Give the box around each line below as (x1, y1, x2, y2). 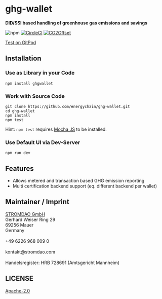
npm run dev (5, 151, 30, 156)
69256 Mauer (5, 221, 34, 228)
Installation (5, 54, 42, 63)
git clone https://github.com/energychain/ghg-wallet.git (5, 104, 130, 109)
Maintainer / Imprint (5, 198, 69, 206)
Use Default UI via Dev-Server (5, 139, 80, 146)
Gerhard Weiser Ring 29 (5, 216, 56, 222)
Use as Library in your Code (5, 69, 75, 77)
